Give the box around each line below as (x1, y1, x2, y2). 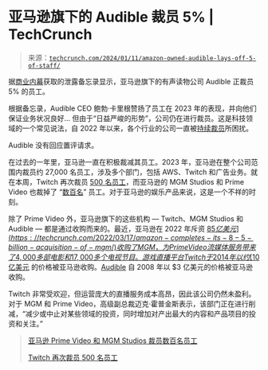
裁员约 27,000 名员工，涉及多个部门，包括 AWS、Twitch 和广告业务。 (22, 167, 251, 177)
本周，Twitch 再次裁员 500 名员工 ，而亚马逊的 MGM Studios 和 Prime (14, 177, 245, 186)
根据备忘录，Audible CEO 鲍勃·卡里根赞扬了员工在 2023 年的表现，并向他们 (8, 103, 257, 113)
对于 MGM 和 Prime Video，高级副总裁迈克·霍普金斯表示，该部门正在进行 (8, 298, 249, 308)
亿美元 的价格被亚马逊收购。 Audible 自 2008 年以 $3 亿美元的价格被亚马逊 (8, 262, 254, 271)
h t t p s (10, 232, 28, 242)
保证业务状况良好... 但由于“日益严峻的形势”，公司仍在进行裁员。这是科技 (8, 113, 246, 123)
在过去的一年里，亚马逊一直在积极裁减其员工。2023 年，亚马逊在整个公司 (8, 157, 251, 166)
